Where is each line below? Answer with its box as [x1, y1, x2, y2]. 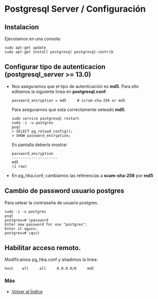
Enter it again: [4, 226, 37, 231]
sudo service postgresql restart [11, 116, 80, 121]
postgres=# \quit [4, 231, 40, 235]
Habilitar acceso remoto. [4, 244, 81, 252]
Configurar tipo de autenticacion [4, 63, 105, 71]
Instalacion [4, 23, 39, 31]
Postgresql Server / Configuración [4, 3, 146, 15]
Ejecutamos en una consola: [4, 36, 61, 42]
